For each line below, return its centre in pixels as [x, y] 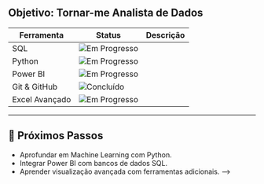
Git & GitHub [35, 86]
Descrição [165, 35]
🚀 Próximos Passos [56, 136]
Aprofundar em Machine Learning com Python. [95, 155]
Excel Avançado [42, 99]
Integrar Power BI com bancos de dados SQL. [93, 163]
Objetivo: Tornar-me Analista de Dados [106, 13]
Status [108, 35]
